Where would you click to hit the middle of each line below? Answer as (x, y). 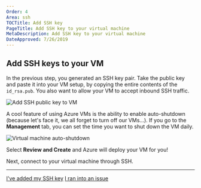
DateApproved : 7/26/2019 (37, 39)
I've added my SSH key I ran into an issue (57, 178)
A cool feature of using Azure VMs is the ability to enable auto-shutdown (96, 113)
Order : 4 (17, 12)
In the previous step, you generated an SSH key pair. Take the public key (96, 78)
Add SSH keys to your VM (55, 64)
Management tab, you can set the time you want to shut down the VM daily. (100, 127)
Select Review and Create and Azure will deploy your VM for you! (87, 149)
